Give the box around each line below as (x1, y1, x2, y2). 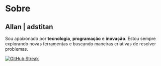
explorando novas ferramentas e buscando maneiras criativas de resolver (5, 41, 157, 47)
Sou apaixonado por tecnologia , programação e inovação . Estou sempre (5, 35, 156, 41)
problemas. (5, 46, 28, 52)
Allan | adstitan (5, 23, 53, 31)
